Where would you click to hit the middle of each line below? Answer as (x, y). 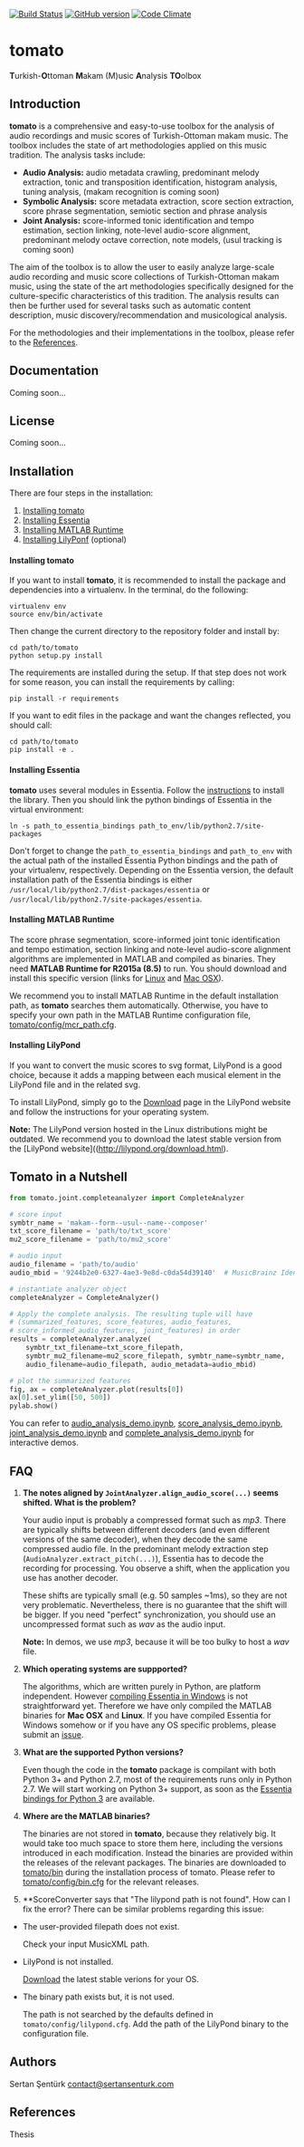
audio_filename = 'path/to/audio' (75, 1265)
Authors (33, 2062)
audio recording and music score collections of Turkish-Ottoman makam (144, 276)
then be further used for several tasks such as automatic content (130, 305)
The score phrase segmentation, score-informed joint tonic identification (145, 939)
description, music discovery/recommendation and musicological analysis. (148, 315)
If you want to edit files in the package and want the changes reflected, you (150, 716)
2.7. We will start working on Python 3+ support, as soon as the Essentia (157, 1789)
